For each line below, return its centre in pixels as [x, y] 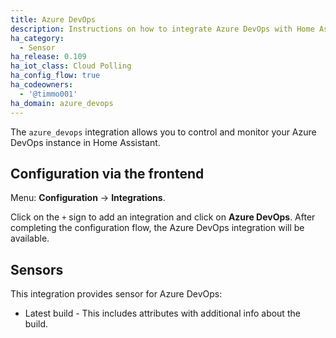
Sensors [37, 269]
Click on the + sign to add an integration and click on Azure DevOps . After [163, 217]
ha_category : [37, 38]
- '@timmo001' [48, 94]
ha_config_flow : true [55, 76]
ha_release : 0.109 [48, 57]
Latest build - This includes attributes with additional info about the [162, 313]
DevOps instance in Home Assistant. [85, 142]
